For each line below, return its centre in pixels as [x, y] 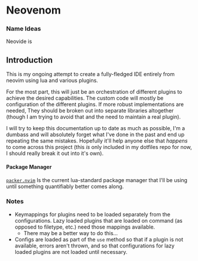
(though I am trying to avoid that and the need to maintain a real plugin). [94, 117]
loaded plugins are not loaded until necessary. [71, 252]
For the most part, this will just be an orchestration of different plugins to [94, 92]
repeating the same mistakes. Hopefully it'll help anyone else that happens [97, 141]
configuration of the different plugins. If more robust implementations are [95, 104]
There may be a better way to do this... [71, 233]
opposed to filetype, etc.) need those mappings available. [85, 227]
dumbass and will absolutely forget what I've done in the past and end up [95, 135]
